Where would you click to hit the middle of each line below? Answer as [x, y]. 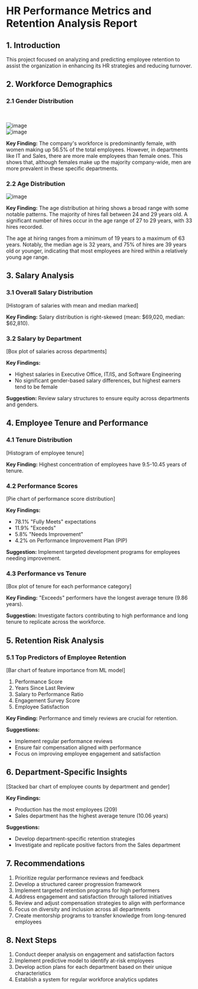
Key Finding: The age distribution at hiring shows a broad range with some [98, 207]
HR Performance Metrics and [79, 11]
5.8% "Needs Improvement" [49, 534]
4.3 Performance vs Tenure [46, 573]
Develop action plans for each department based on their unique [93, 967]
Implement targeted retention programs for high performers [87, 890]
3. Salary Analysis [40, 276]
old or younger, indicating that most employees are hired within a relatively [97, 251]
